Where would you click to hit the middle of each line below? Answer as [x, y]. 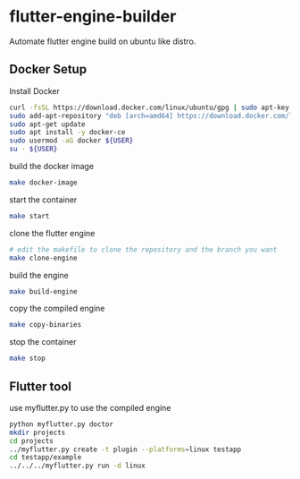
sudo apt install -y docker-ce [67, 133]
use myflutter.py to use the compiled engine [90, 407]
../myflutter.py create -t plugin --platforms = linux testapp [125, 449]
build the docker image [52, 166]
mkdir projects [37, 432]
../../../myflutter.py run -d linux [77, 466]
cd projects [31, 441]
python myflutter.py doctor [62, 424]
